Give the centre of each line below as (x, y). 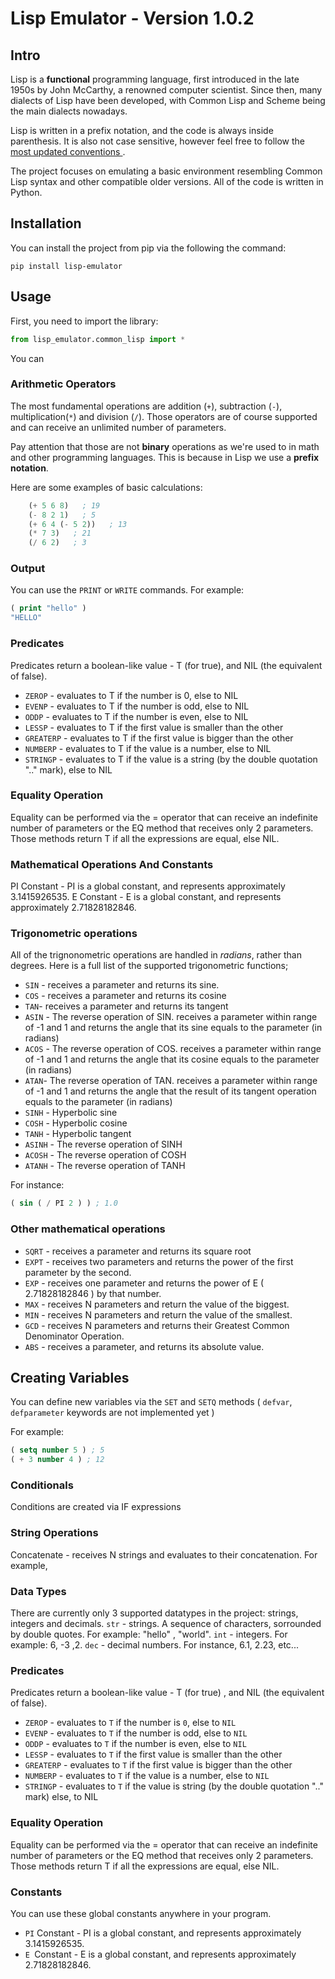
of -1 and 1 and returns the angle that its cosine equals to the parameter (172, 1059)
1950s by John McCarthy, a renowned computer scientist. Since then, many (166, 90)
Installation (46, 223)
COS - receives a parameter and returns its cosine (125, 996)
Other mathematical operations (88, 1229)
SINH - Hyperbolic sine (71, 1113)
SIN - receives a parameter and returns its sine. (122, 985)
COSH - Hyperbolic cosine (76, 1123)
